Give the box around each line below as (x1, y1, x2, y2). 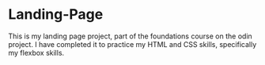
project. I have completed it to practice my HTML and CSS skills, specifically (8, 39, 257, 49)
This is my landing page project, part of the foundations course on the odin (8, 31, 253, 41)
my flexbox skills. (8, 48, 65, 57)
